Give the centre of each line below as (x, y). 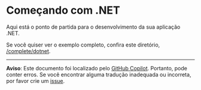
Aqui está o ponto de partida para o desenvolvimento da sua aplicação (93, 27)
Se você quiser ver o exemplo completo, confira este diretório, (83, 45)
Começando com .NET (63, 10)
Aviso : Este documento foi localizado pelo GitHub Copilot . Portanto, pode (97, 68)
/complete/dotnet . (28, 51)
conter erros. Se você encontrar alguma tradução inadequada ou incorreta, (99, 75)
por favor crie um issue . (36, 80)
